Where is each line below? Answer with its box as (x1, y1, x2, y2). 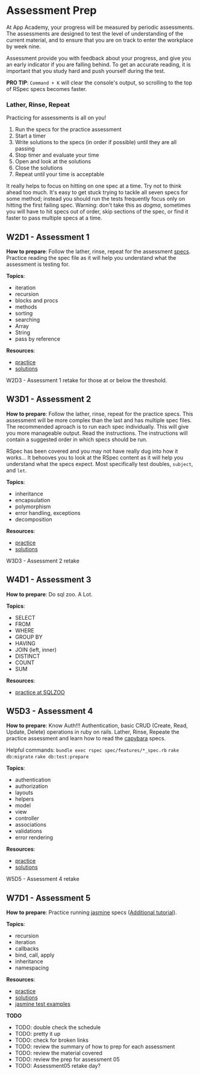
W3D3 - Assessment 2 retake (6, 557, 80, 564)
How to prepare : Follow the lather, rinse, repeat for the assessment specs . (6, 248, 191, 255)
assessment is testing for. (6, 260, 70, 268)
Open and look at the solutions (14, 158, 92, 165)
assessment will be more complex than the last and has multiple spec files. (6, 417, 192, 424)
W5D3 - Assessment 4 (6, 706, 93, 716)
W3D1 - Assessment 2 (6, 394, 92, 405)
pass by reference (14, 335, 60, 342)
